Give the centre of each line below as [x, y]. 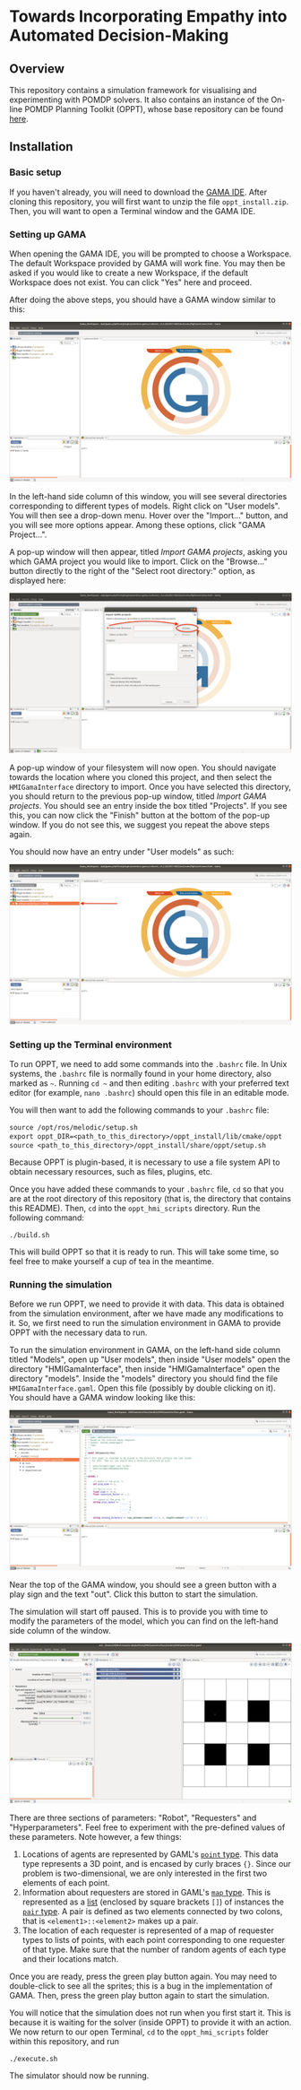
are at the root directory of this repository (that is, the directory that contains [150, 1199]
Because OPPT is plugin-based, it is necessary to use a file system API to [145, 1162]
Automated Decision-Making [119, 35]
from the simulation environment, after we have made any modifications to [146, 1314]
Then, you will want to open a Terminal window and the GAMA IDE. [133, 211]
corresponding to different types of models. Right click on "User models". [145, 506]
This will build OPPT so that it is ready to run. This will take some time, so [144, 1252]
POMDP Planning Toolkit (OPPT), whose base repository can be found [154, 109]
